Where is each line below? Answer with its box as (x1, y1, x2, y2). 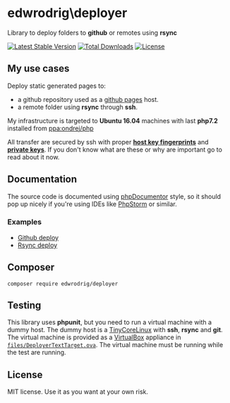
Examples (7, 217, 42, 227)
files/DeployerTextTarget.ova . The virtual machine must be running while (7, 341, 224, 349)
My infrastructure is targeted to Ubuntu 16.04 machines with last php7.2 (7, 116, 219, 125)
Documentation (7, 174, 78, 186)
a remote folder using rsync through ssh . (17, 103, 138, 111)
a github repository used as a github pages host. (17, 95, 159, 103)
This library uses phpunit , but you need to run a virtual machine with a (7, 318, 212, 327)
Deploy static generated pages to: (7, 81, 106, 90)
